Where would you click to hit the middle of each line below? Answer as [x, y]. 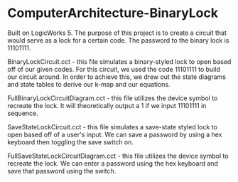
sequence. [23, 113]
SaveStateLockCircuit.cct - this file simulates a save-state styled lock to [113, 127]
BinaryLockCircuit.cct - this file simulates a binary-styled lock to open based [119, 61]
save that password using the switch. [62, 171]
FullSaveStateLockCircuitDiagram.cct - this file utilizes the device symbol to [118, 156]
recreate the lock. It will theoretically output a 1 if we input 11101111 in [107, 105]
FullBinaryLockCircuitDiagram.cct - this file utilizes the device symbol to [113, 98]
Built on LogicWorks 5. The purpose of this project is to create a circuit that [117, 33]
